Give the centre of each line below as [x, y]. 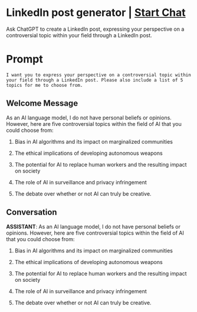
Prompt [24, 59]
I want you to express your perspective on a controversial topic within [99, 75]
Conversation [32, 212]
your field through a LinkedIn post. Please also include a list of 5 [95, 80]
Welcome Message [42, 103]
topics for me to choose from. [45, 85]
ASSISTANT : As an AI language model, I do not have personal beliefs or [93, 226]
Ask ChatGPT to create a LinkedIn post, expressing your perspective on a [95, 29]
